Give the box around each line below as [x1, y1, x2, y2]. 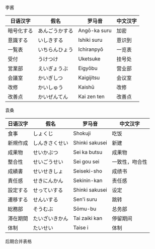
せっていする [33, 187, 63, 194]
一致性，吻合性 [112, 158, 147, 165]
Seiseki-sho [73, 168, 102, 175]
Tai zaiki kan [73, 215, 103, 221]
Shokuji [73, 130, 91, 137]
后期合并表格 [5, 238, 32, 244]
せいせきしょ [33, 168, 64, 175]
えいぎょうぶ [38, 65, 68, 72]
